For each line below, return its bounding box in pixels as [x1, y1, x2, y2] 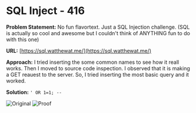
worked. [6, 77, 26, 84]
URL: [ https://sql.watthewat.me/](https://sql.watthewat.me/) [6, 47, 152, 54]
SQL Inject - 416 [6, 4, 85, 18]
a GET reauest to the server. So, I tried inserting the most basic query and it [6, 71, 190, 78]
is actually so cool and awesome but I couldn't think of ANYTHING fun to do [6, 29, 190, 36]
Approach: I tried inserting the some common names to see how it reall [6, 59, 180, 66]
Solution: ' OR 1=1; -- [6, 88, 62, 95]
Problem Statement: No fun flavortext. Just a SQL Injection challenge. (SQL [6, 23, 190, 30]
